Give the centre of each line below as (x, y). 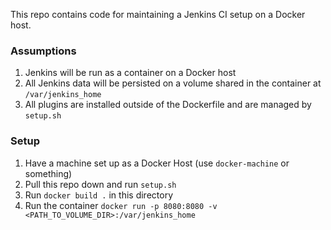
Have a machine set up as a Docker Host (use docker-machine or (157, 163)
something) (48, 173)
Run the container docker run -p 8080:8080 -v (121, 205)
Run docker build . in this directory (99, 195)
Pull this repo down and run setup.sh (100, 184)
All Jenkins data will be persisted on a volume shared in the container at (173, 83)
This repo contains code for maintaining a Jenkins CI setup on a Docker (158, 14)
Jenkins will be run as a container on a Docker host (130, 73)
